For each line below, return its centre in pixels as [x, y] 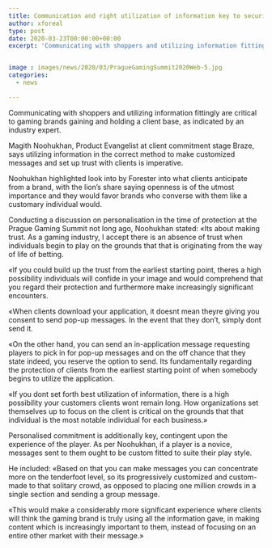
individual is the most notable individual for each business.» [108, 419]
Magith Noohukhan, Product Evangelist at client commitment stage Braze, [132, 145]
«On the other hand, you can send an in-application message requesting [130, 344]
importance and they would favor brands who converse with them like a [128, 196]
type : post [27, 31]
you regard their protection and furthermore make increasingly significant [131, 287]
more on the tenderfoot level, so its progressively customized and [118, 477]
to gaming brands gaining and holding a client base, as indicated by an [126, 121]
